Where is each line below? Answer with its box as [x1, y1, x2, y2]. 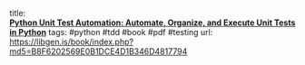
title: [9, 8, 26, 18]
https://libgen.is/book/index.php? [9, 36, 134, 47]
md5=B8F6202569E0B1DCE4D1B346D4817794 [9, 46, 188, 57]
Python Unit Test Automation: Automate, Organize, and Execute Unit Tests [9, 17, 296, 28]
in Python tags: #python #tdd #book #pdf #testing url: [9, 27, 213, 37]
